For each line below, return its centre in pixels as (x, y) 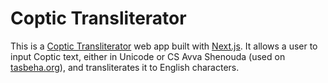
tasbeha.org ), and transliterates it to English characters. (125, 67)
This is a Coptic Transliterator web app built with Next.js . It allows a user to (164, 46)
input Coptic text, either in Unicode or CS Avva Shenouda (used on (148, 56)
